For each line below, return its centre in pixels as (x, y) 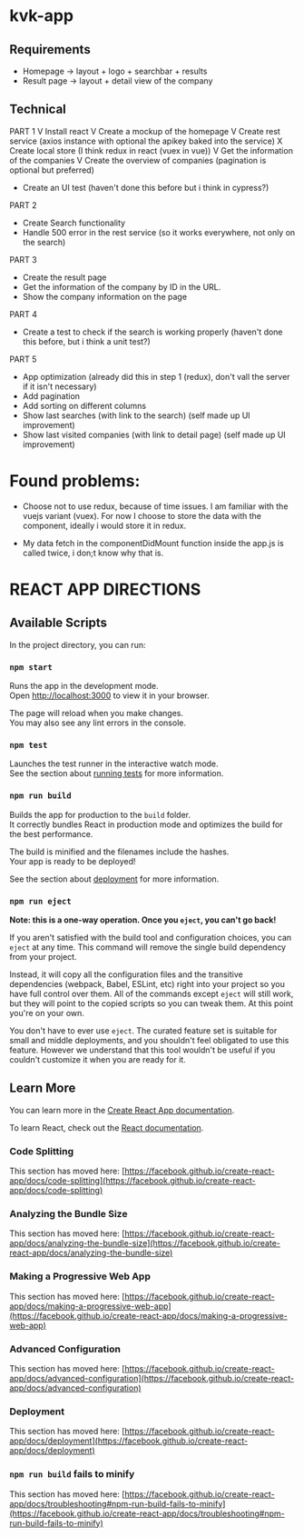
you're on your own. (47, 1013)
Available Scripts (58, 623)
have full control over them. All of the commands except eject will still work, (152, 993)
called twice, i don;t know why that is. (93, 553)
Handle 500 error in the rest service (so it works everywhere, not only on (159, 232)
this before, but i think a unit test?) (87, 341)
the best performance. (51, 833)
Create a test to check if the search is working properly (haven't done (152, 332)
